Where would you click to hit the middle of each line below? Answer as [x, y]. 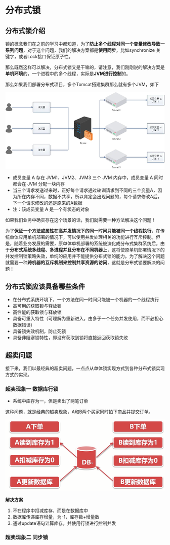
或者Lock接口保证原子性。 [46, 57]
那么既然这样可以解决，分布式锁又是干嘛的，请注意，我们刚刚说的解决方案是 [85, 67]
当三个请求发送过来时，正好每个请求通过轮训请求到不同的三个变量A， [85, 190]
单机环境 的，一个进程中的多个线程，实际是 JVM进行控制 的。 [68, 74]
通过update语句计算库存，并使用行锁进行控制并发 [64, 523]
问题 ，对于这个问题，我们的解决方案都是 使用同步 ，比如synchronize [84, 50]
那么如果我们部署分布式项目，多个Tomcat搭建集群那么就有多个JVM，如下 [82, 84]
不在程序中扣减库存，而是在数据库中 [50, 511]
